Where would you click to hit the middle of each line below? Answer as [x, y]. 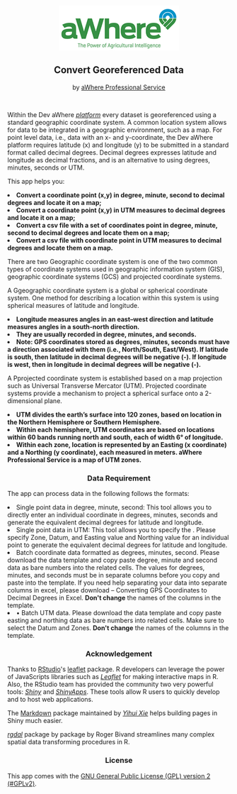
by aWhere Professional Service [119, 87]
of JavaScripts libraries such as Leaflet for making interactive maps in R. [113, 677]
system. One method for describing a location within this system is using [113, 298]
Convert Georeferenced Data [119, 70]
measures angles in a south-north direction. [74, 326]
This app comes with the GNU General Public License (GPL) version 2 [109, 776]
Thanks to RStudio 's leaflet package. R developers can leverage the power [116, 669]
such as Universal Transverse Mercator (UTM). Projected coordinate [107, 385]
